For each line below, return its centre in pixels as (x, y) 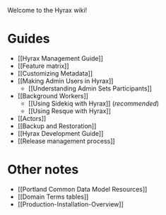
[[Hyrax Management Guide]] (60, 58)
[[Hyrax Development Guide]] (60, 133)
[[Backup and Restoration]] (57, 126)
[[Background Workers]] (53, 95)
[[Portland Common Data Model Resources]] (82, 189)
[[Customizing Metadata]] (55, 73)
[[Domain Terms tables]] (53, 197)
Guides (29, 39)
